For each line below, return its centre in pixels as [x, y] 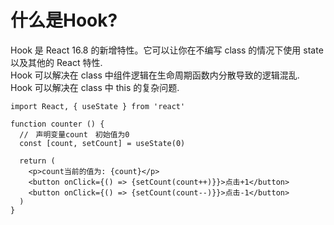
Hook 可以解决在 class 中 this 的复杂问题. [95, 87]
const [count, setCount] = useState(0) [102, 143]
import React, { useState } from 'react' [98, 106]
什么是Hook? [64, 20]
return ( [37, 161]
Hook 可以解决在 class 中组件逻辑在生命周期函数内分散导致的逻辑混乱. [155, 75]
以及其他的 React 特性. [56, 62]
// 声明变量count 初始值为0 [74, 134]
